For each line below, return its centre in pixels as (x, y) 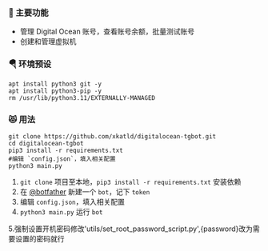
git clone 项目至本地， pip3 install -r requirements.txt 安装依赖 (130, 181)
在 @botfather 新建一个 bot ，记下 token (85, 191)
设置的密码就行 (40, 238)
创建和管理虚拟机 (48, 42)
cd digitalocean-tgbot (46, 143)
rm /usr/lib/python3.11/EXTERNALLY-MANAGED (82, 98)
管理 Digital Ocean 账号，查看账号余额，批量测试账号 (107, 32)
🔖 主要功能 (29, 12)
